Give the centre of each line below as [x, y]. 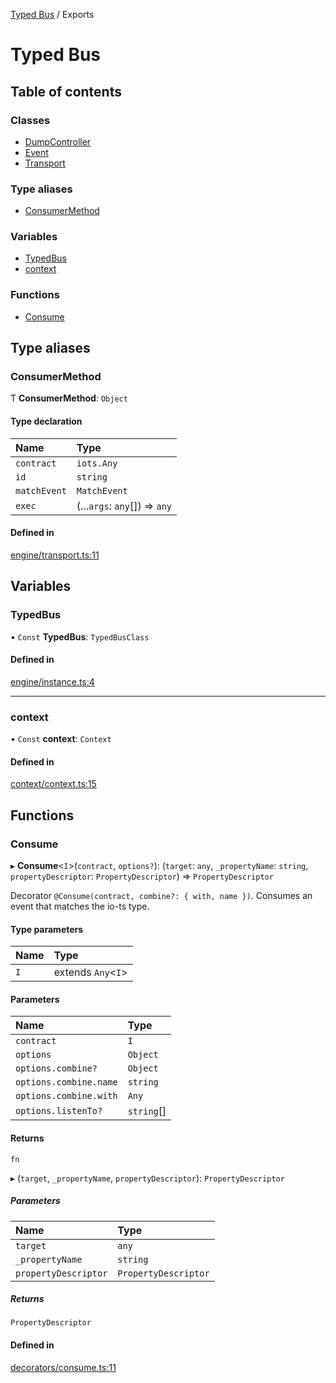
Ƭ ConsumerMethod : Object [69, 398]
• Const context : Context [61, 739]
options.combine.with [66, 1096]
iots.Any [97, 463]
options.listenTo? [59, 1111]
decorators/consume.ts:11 [63, 1367]
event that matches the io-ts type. [80, 906]
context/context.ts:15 [53, 784]
